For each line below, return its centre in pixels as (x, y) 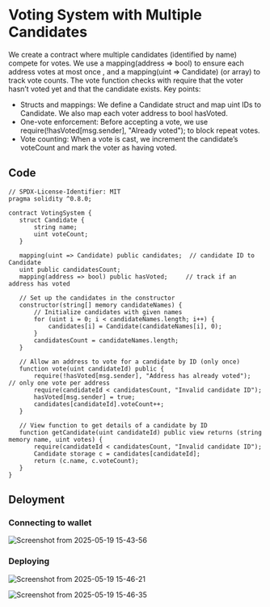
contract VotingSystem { (50, 213)
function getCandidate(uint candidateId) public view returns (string (141, 432)
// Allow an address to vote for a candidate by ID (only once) (130, 362)
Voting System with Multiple (105, 15)
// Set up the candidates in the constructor (97, 298)
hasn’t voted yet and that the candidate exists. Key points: (105, 89)
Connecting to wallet (50, 523)
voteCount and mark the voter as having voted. (99, 147)
